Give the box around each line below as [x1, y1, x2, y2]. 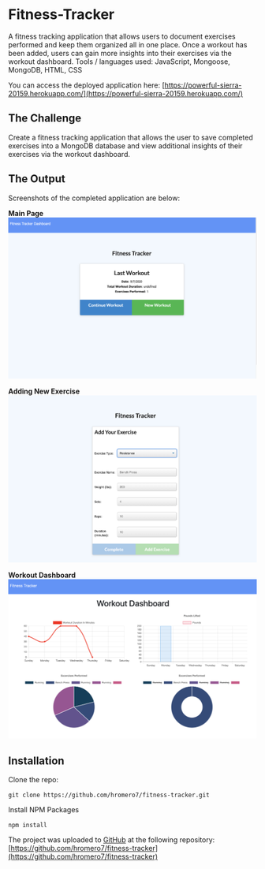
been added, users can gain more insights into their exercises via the [8, 48, 233, 58]
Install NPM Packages [8, 804, 80, 814]
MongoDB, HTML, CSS [8, 65, 83, 74]
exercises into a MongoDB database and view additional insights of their [8, 140, 243, 151]
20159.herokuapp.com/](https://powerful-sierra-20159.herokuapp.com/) [8, 88, 243, 98]
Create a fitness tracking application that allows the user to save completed [8, 132, 254, 142]
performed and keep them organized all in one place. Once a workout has [8, 39, 248, 49]
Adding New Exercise [8, 386, 80, 396]
